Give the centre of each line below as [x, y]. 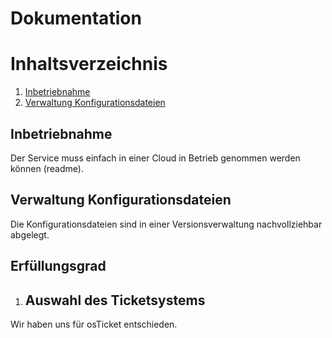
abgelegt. [30, 234]
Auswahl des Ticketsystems [115, 300]
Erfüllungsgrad [58, 266]
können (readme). [47, 168]
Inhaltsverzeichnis [89, 64]
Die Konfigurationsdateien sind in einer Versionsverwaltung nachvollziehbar [166, 224]
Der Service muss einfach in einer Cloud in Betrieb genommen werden [155, 158]
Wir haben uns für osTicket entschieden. [94, 324]
